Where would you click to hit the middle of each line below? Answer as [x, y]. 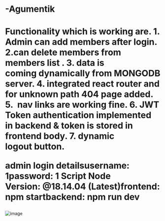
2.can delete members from [63, 52]
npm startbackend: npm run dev [72, 197]
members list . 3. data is [55, 63]
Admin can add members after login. [81, 42]
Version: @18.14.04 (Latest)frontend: [82, 187]
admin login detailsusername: [67, 166]
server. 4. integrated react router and [82, 84]
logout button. [35, 147]
